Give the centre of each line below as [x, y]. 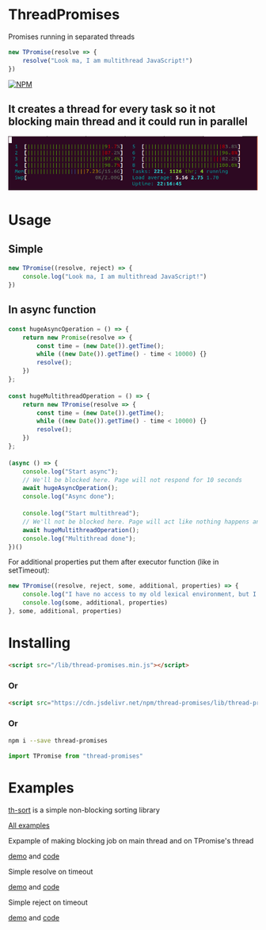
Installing [40, 643]
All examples [29, 825]
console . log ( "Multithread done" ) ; [79, 538]
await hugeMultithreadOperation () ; [81, 530]
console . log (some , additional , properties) [95, 603]
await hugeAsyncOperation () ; [70, 488]
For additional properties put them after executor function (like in [114, 562]
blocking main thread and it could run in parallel [128, 121]
